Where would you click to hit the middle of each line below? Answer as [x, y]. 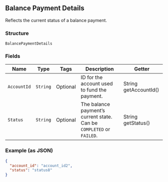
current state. [96, 117]
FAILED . [89, 135]
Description [99, 69]
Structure [17, 33]
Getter [142, 69]
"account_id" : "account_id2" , [41, 165]
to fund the [93, 90]
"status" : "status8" [31, 170]
